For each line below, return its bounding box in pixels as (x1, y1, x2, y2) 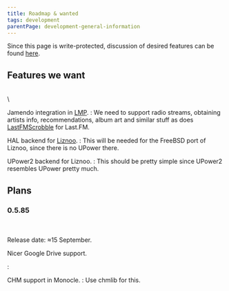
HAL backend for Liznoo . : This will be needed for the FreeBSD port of (7, 136, 206, 145)
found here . (7, 49, 40, 57)
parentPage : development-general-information (7, 23, 140, 30)
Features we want (7, 69, 86, 81)
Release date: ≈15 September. (7, 236, 92, 244)
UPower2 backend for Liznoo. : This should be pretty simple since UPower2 (7, 157, 223, 166)
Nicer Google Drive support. (7, 249, 88, 257)
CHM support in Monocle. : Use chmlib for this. (7, 276, 141, 284)
